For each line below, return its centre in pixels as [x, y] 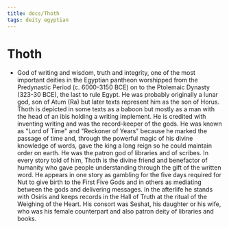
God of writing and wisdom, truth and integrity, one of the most [106, 73]
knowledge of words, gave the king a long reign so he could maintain [114, 146]
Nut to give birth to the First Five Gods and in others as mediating [109, 182]
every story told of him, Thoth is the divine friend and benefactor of [112, 160]
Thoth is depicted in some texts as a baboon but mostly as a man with [116, 109]
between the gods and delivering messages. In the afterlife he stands [115, 190]
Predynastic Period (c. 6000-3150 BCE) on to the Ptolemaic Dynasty [113, 87]
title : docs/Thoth [33, 13]
